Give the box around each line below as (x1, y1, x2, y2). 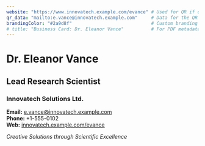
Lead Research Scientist (6, 76, 101, 86)
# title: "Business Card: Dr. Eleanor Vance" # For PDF (6, 26, 176, 32)
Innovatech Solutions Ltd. (6, 94, 84, 103)
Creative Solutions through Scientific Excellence (6, 133, 128, 141)
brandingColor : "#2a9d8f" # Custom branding (6, 20, 198, 26)
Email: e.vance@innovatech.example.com (6, 108, 112, 116)
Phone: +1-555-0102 (6, 115, 59, 122)
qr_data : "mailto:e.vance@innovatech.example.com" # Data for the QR (6, 15, 198, 21)
